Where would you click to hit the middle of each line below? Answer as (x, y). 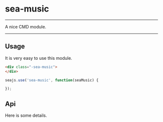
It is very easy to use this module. (39, 58)
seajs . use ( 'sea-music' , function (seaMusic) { (52, 80)
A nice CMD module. (26, 27)
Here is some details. (26, 115)
